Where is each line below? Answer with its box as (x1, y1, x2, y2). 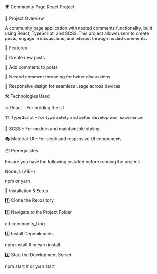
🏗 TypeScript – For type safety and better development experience (5, 115, 143, 120)
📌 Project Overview (5, 15, 44, 21)
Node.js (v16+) (5, 168, 36, 174)
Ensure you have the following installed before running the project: (5, 159, 141, 164)
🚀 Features (5, 45, 27, 51)
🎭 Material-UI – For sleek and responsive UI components (5, 136, 122, 142)
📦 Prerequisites (5, 148, 38, 153)
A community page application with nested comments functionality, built (5, 25, 152, 31)
